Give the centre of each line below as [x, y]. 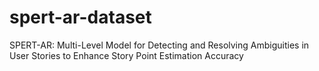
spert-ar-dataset [80, 17]
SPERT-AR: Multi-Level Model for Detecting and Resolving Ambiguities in [159, 45]
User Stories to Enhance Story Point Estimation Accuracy [126, 55]
